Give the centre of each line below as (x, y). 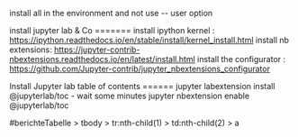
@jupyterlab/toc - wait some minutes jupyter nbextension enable (130, 96)
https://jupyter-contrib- (97, 50)
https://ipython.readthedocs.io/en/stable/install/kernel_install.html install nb (149, 40)
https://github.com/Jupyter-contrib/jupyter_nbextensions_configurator (140, 68)
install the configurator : (241, 59)
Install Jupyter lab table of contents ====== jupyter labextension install (142, 86)
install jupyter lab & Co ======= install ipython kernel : (112, 30)
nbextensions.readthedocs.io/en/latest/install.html (102, 59)
